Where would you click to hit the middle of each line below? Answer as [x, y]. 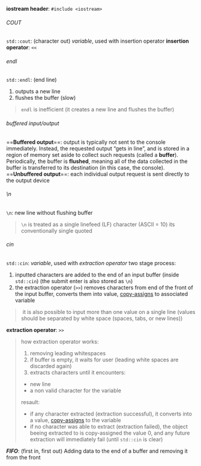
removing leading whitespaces [68, 354]
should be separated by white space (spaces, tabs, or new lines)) [102, 319]
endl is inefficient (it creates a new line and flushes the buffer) [97, 109]
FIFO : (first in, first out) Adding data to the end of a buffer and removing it [97, 451]
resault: [30, 402]
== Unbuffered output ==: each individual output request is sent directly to [98, 174]
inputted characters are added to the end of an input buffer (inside [97, 275]
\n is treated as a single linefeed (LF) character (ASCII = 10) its [98, 224]
